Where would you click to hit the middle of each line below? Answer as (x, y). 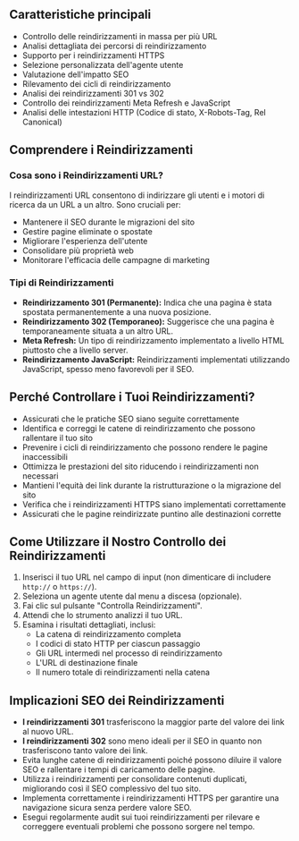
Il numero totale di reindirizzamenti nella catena (123, 672)
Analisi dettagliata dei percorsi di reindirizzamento (114, 46)
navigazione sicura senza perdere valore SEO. (107, 808)
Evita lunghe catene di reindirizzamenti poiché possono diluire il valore (152, 760)
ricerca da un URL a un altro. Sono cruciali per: (95, 204)
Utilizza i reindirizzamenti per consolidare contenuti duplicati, (134, 779)
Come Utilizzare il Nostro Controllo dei (118, 542)
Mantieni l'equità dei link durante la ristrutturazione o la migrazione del (151, 485)
